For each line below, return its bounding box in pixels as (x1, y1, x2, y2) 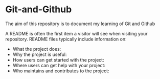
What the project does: (12, 46, 61, 52)
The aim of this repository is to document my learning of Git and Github (5, 21, 155, 27)
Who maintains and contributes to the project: (12, 68, 109, 74)
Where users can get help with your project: (12, 62, 106, 68)
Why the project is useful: (12, 51, 67, 57)
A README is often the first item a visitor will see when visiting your (5, 30, 148, 36)
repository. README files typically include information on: (5, 36, 127, 42)
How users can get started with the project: (12, 56, 104, 63)
